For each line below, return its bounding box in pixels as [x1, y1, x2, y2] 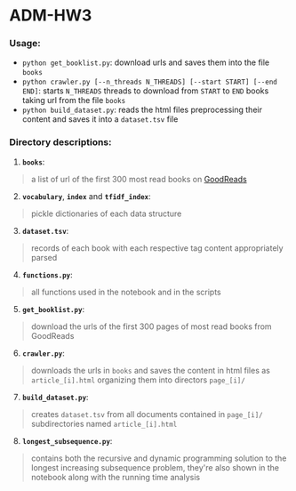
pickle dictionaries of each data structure [30, 208, 182, 219]
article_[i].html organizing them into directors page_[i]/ [30, 374, 246, 385]
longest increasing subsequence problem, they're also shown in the [30, 462, 280, 472]
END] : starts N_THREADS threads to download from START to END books [21, 85, 269, 96]
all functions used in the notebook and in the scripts [30, 286, 222, 297]
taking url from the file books [21, 95, 126, 106]
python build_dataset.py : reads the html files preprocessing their [21, 104, 262, 116]
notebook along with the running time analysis [30, 471, 201, 482]
